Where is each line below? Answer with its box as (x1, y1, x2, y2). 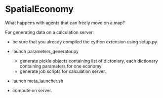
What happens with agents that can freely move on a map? (5, 20, 125, 26)
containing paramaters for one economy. (19, 63, 103, 69)
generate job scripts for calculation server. (19, 68, 106, 74)
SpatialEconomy (5, 3, 74, 15)
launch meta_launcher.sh (12, 78, 63, 84)
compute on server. (12, 87, 52, 93)
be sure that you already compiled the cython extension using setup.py (12, 38, 157, 45)
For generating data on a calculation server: (5, 29, 94, 35)
